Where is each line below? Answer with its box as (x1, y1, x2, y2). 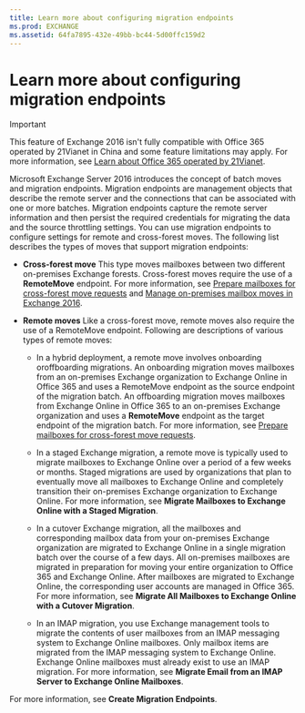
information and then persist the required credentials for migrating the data (9, 212, 290, 223)
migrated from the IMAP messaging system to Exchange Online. (36, 647, 276, 658)
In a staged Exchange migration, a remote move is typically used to (36, 447, 289, 458)
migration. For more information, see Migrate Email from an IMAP (36, 667, 283, 677)
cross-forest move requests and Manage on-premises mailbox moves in (22, 288, 293, 299)
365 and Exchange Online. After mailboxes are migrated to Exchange (36, 571, 295, 583)
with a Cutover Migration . (36, 600, 135, 611)
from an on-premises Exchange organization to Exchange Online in (36, 372, 288, 382)
